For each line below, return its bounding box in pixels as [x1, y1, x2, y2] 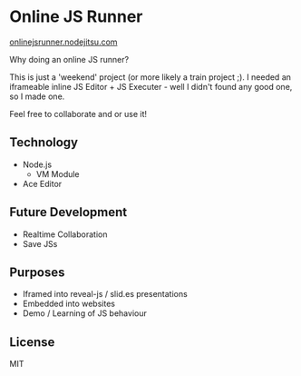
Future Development [9, 204, 128, 220]
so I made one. [9, 91, 65, 102]
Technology [9, 134, 79, 151]
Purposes [9, 264, 65, 280]
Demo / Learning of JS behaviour [22, 308, 147, 319]
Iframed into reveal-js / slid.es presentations [22, 289, 188, 300]
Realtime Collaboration [22, 229, 108, 240]
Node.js [22, 159, 53, 170]
